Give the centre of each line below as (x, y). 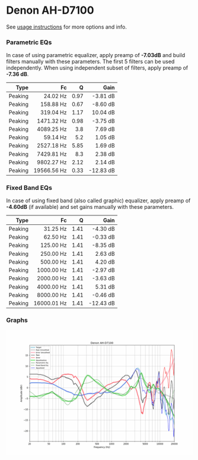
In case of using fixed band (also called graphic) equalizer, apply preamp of (98, 201)
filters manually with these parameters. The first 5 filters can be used (90, 62)
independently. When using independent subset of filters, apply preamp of (97, 68)
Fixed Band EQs (29, 187)
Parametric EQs (29, 42)
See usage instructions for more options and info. (67, 27)
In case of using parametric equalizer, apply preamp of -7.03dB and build (96, 55)
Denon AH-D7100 (50, 10)
